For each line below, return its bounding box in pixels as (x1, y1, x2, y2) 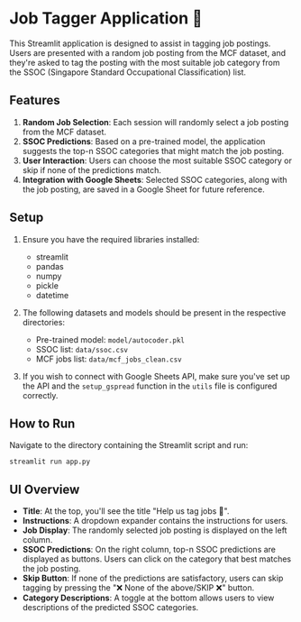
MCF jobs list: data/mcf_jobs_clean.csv (35, 353, 182, 364)
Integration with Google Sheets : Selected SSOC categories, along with (22, 174, 287, 185)
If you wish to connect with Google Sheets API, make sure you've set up (22, 370, 290, 381)
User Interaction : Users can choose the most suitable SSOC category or (22, 155, 293, 166)
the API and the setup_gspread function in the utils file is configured (22, 380, 278, 391)
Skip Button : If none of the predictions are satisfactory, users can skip (22, 572, 284, 584)
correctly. (22, 389, 59, 400)
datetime (35, 289, 69, 300)
